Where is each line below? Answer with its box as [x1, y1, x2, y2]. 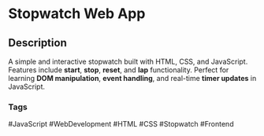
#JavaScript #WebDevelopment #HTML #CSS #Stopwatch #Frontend [8, 119, 234, 129]
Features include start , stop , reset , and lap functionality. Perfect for [8, 65, 229, 75]
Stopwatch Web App [8, 5, 146, 23]
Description [8, 36, 67, 50]
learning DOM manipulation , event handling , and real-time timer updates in [8, 74, 257, 83]
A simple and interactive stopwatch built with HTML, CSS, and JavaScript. [8, 57, 248, 66]
